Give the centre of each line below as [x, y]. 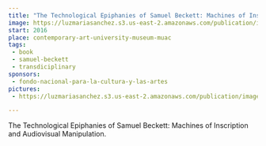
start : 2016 [28, 30]
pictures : [25, 89]
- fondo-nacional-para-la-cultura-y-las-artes [90, 81]
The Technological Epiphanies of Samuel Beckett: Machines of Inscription [129, 125]
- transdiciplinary [44, 67]
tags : [17, 45]
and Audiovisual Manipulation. [57, 134]
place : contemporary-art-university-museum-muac [90, 37]
